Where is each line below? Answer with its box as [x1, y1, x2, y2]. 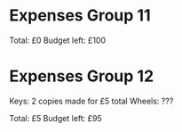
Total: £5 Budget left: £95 [9, 112, 102, 123]
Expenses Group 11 [9, 5, 151, 26]
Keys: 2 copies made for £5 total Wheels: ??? [9, 95, 174, 106]
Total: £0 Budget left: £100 [9, 35, 107, 45]
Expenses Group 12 [9, 66, 154, 87]
